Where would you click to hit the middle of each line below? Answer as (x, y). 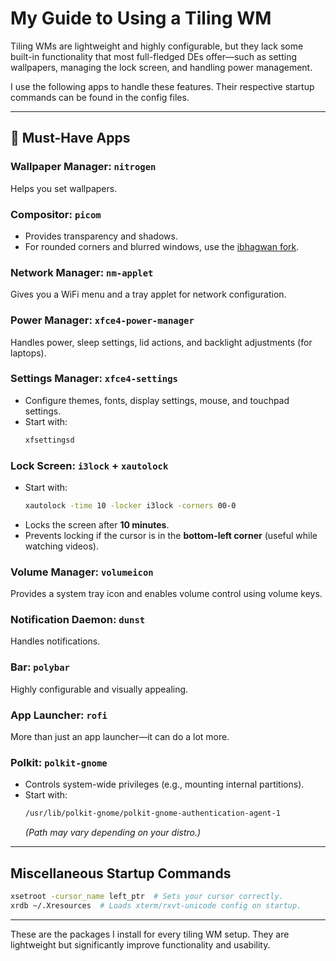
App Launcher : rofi (59, 715)
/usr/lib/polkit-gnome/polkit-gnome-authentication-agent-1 (152, 813)
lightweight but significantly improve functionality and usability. (140, 944)
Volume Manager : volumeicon (82, 572)
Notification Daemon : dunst (78, 620)
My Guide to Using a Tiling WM (141, 18)
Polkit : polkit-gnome (59, 762)
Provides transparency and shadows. (101, 236)
